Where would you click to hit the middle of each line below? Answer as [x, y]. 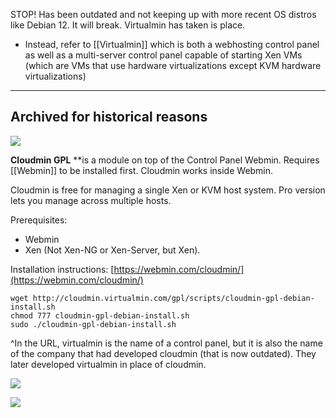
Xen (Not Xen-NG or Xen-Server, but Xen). [112, 250]
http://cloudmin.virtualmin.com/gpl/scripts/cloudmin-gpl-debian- [173, 298]
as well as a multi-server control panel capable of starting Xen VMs [163, 55]
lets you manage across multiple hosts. [91, 200]
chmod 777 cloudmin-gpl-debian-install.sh [100, 315]
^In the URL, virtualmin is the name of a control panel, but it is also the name [166, 343]
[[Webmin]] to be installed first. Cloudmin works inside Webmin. [142, 170]
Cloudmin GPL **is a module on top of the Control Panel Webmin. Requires [165, 160]
